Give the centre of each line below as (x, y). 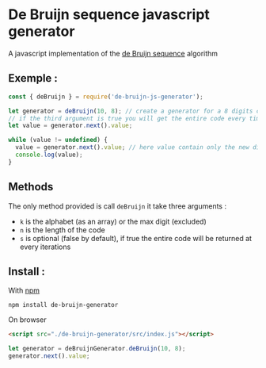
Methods (31, 187)
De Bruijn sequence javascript (109, 15)
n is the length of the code (62, 230)
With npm (24, 290)
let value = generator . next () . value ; (70, 126)
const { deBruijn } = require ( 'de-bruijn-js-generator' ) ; (106, 97)
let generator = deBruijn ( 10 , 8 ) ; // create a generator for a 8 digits (131, 111)
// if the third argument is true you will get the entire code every (127, 118)
